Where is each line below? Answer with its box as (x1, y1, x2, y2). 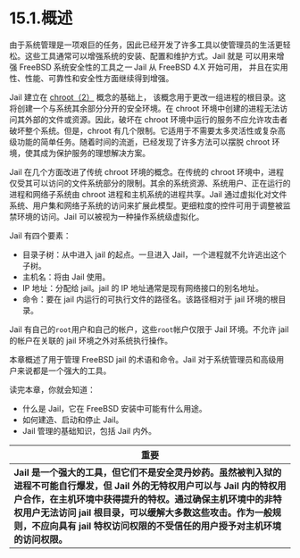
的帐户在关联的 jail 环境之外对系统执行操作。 (9, 335, 172, 346)
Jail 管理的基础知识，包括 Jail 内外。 (21, 425, 156, 436)
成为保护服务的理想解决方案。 (39, 147, 150, 158)
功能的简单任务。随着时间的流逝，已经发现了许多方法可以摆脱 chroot (16, 136, 271, 147)
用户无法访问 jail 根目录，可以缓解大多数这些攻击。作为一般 (22, 506, 272, 519)
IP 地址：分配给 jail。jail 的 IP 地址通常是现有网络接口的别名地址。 (21, 282, 263, 293)
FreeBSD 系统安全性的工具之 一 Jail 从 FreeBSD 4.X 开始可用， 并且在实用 (19, 62, 288, 72)
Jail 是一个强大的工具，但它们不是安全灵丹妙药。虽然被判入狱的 (13, 466, 282, 479)
